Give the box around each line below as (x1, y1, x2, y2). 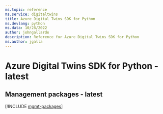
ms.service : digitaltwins (5, 12, 58, 17)
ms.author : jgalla (5, 39, 43, 44)
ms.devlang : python (5, 21, 45, 26)
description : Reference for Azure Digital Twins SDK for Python (5, 35, 139, 40)
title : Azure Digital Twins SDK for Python (5, 16, 96, 21)
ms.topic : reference (5, 7, 48, 12)
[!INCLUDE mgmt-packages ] (5, 103, 63, 109)
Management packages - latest (5, 90, 103, 99)
